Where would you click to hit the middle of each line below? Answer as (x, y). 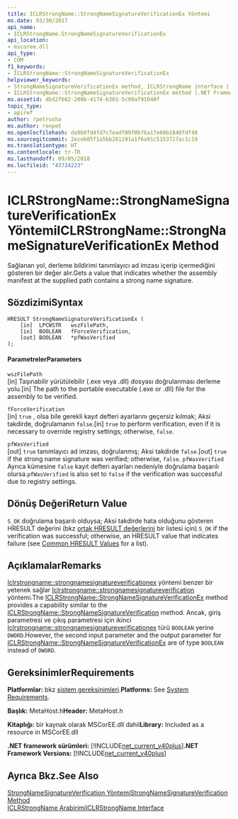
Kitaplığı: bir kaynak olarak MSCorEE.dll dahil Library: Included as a (106, 725)
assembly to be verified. (42, 396)
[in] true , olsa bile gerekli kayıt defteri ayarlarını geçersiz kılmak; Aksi (109, 416)
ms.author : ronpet (34, 126)
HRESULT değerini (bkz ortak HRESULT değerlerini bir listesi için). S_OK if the (118, 528)
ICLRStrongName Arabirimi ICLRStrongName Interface (86, 808)
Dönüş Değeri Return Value (67, 504)
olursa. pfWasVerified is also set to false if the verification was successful (115, 474)
